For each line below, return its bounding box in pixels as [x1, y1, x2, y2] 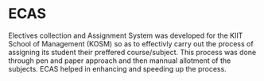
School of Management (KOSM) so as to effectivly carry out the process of [8, 39, 254, 48]
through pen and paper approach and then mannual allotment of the [8, 56, 231, 65]
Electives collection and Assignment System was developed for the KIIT [8, 31, 243, 40]
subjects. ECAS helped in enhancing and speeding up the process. [8, 64, 227, 73]
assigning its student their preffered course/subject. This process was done [8, 47, 257, 57]
